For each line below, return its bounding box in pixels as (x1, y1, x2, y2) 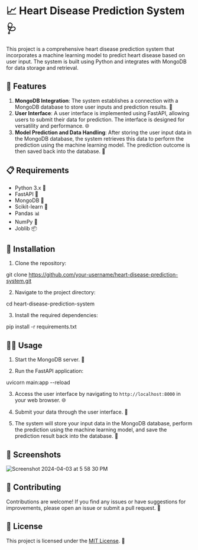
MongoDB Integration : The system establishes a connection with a (14, 97, 178, 104)
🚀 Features (6, 82, 47, 92)
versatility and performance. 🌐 (14, 122, 90, 129)
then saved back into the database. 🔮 (14, 148, 106, 155)
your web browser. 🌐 (14, 396, 66, 404)
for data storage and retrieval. (6, 64, 79, 71)
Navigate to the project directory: (14, 289, 96, 296)
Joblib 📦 (14, 224, 37, 232)
